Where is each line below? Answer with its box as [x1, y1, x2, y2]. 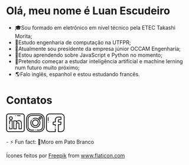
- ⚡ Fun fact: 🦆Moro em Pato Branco [6, 138, 94, 145]
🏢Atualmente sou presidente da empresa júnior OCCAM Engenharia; [14, 45, 181, 52]
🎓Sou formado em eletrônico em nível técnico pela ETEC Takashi [14, 24, 176, 31]
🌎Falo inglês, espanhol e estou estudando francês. [14, 70, 140, 77]
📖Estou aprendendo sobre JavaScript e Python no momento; [14, 51, 162, 59]
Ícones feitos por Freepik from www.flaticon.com [6, 152, 125, 159]
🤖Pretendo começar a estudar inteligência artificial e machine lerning [14, 57, 183, 64]
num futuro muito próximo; [14, 64, 80, 71]
